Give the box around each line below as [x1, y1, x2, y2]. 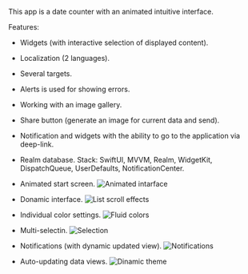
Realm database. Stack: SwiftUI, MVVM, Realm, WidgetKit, [19, 155, 213, 164]
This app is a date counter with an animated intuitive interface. [8, 7, 214, 16]
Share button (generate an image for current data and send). [19, 115, 220, 125]
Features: [8, 22, 40, 31]
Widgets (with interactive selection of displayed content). [19, 38, 209, 47]
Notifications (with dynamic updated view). [19, 241, 162, 251]
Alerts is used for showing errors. [19, 84, 130, 94]
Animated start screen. [19, 179, 96, 188]
